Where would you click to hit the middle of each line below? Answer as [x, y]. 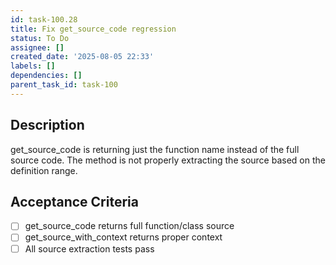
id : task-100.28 [44, 19]
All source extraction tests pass [89, 248]
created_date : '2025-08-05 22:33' [82, 57]
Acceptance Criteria [74, 201]
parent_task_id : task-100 [64, 85]
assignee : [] [37, 47]
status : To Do [40, 38]
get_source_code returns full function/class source [129, 226]
